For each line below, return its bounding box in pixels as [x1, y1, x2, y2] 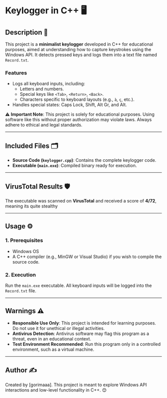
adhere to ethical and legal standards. [5, 122, 83, 128]
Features [5, 69, 27, 76]
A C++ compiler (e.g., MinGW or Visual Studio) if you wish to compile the [12, 254, 162, 260]
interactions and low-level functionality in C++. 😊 [5, 387, 107, 393]
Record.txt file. [5, 287, 36, 294]
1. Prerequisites [5, 237, 43, 244]
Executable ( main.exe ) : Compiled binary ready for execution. [12, 163, 137, 169]
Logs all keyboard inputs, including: [12, 81, 85, 87]
